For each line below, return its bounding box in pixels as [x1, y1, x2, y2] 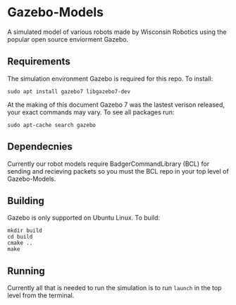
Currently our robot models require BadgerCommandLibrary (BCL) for [7, 160, 210, 168]
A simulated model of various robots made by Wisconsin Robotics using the [7, 28, 227, 36]
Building [7, 195, 44, 207]
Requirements [7, 56, 70, 68]
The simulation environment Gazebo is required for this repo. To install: [7, 74, 213, 83]
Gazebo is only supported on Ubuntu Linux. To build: [7, 213, 161, 222]
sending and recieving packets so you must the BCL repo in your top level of [7, 167, 229, 175]
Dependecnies [7, 140, 73, 152]
